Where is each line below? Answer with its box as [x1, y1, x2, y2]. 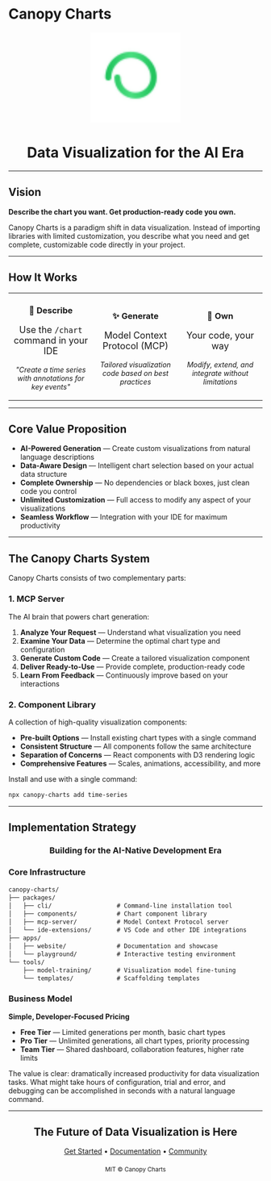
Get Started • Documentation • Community [64, 1146, 207, 1156]
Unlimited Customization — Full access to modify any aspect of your [19, 495, 252, 505]
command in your [13, 335, 89, 347]
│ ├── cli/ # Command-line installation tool [8, 902, 232, 910]
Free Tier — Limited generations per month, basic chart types [19, 1027, 226, 1037]
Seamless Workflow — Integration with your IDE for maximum [19, 512, 228, 522]
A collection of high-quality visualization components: [8, 717, 188, 727]
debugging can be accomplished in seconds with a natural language [8, 1086, 236, 1095]
